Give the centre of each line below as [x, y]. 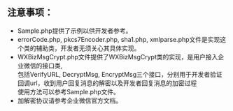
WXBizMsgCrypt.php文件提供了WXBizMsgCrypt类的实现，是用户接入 [118, 57]
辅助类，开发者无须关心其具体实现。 [88, 48]
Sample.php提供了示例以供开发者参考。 [75, 31]
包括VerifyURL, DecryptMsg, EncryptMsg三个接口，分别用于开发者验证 [120, 74]
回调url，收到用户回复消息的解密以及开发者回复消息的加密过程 [107, 83]
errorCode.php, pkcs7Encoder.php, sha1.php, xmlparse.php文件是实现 [119, 39]
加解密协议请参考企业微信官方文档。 [70, 101]
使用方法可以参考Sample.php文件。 [69, 91]
